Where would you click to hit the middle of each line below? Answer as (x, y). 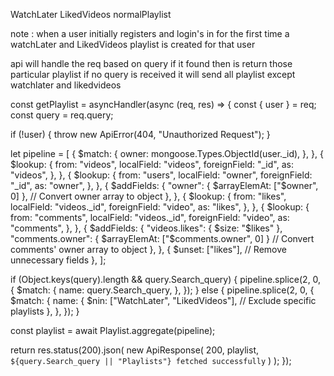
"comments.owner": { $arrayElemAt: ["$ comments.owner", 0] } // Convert (162, 238)
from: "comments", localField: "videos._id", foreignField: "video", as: (150, 217)
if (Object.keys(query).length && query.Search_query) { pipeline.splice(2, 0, (166, 279)
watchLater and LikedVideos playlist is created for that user (133, 44)
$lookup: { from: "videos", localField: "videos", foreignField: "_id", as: (152, 164)
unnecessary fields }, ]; (58, 260)
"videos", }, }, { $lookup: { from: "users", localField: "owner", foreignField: (161, 175)
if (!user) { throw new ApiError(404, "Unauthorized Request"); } (140, 134)
